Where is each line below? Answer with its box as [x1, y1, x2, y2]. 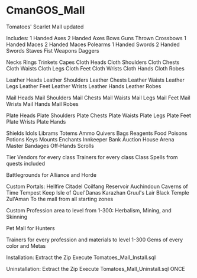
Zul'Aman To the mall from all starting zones [6, 195, 114, 202]
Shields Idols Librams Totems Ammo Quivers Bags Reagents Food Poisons [6, 130, 188, 137]
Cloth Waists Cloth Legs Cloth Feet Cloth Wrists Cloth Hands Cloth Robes [6, 64, 185, 72]
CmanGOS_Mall [6, 4, 85, 17]
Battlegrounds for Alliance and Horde [6, 171, 96, 178]
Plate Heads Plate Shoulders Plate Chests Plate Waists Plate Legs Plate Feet [6, 112, 191, 119]
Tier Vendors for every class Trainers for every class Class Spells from [6, 153, 179, 160]
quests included [6, 160, 46, 167]
